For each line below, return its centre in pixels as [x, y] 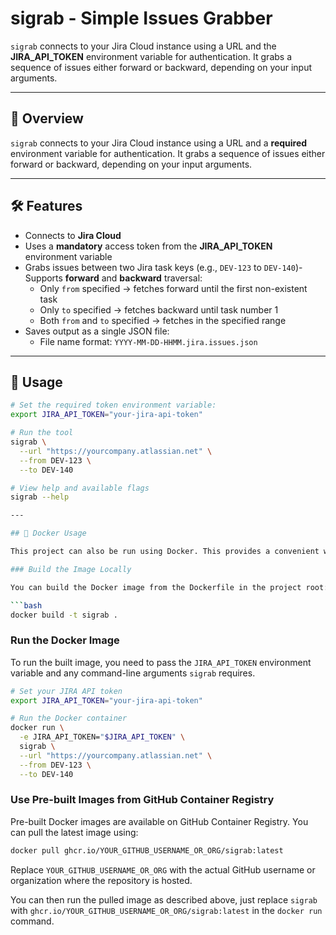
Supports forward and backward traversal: [113, 278]
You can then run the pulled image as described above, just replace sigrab [164, 899]
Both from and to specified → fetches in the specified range [163, 320]
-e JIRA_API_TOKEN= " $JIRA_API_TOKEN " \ [102, 737]
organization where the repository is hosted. [101, 880]
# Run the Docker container [69, 718]
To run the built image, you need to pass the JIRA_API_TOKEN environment [161, 662]
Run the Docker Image [65, 640]
